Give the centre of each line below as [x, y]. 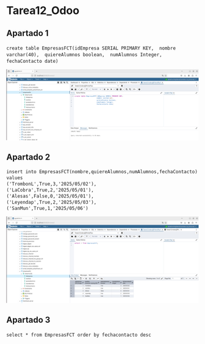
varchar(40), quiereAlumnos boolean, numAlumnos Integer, [85, 55]
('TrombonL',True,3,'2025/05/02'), [52, 184]
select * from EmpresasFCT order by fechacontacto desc [79, 335]
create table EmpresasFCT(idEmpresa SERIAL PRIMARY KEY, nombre [91, 48]
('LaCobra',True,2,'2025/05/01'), [50, 190]
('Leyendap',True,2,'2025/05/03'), [52, 202]
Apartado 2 [28, 157]
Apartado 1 [27, 33]
